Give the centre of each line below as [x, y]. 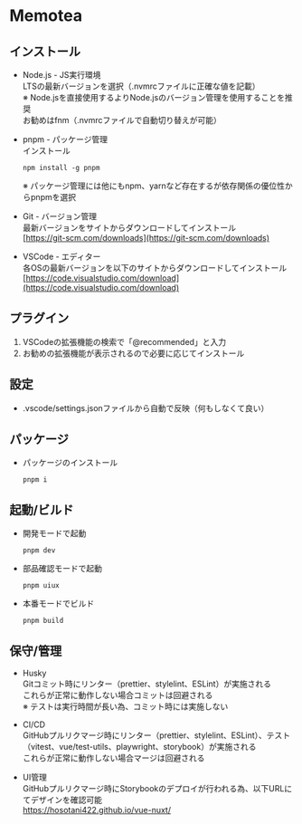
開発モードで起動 [54, 533]
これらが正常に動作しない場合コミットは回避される [118, 695]
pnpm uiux [41, 586]
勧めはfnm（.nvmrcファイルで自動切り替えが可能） [126, 120]
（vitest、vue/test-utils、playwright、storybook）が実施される [139, 747]
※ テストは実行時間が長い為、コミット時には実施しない [125, 706]
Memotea [46, 16]
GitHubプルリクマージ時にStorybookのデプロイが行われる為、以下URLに [157, 789]
